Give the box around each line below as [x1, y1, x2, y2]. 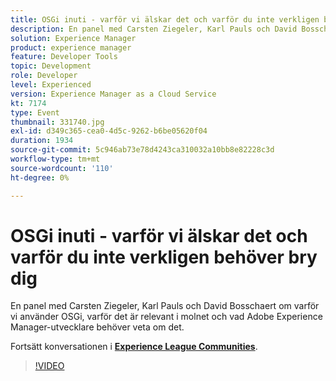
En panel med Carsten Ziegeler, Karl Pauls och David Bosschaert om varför [10, 300, 320, 312]
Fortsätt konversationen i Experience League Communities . [10, 341, 258, 353]
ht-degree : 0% [10, 172, 70, 183]
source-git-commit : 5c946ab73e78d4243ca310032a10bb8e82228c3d [10, 145, 275, 155]
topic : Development [10, 61, 92, 71]
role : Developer [10, 71, 78, 81]
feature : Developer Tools [10, 52, 118, 62]
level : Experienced [10, 80, 92, 90]
